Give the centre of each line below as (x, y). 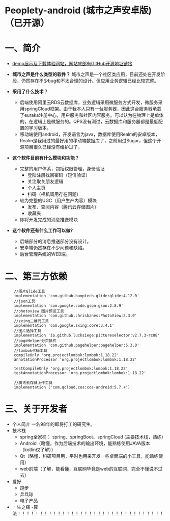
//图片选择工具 (28, 331)
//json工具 (25, 301)
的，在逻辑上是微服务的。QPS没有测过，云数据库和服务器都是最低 (89, 122)
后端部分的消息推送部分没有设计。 (55, 241)
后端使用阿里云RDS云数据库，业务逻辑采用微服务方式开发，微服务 (89, 102)
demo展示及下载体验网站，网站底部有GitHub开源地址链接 (72, 64)
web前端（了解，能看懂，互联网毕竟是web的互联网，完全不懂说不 (89, 469)
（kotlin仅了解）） (38, 450)
